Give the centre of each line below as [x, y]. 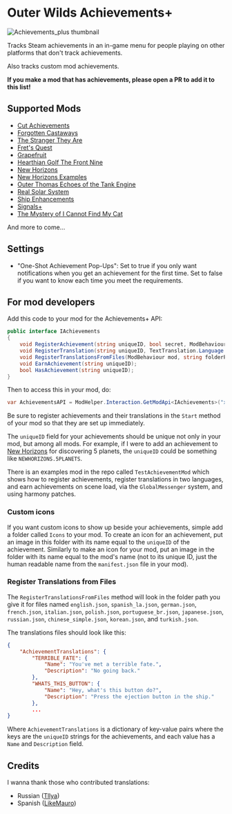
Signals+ [30, 206]
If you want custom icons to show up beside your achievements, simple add [115, 527]
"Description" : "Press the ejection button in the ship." [129, 697]
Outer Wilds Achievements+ [90, 13]
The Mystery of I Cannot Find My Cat [70, 213]
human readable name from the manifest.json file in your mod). [98, 564]
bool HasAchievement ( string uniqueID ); [77, 370]
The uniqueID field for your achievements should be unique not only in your [114, 436]
